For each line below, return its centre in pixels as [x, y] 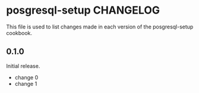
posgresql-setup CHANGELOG [83, 10]
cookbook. [19, 33]
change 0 [26, 77]
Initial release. [23, 66]
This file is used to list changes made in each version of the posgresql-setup [100, 27]
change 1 [26, 84]
